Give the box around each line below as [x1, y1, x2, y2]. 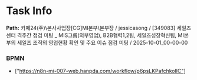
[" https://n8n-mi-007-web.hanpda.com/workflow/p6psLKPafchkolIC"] [14, 68, 186, 75]
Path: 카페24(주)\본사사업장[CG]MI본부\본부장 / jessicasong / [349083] [6, 24, 176, 31]
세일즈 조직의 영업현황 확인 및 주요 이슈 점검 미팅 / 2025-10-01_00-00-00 [17, 39, 188, 46]
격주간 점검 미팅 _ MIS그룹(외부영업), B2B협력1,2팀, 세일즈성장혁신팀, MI [17, 31, 184, 39]
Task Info [6, 4, 52, 18]
